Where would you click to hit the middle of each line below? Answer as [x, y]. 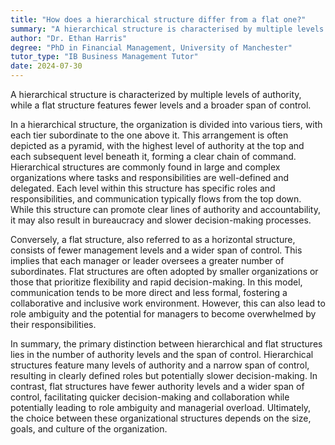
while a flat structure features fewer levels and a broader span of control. [161, 105]
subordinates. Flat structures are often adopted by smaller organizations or [164, 271]
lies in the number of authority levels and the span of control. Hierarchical [162, 354]
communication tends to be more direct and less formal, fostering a [149, 292]
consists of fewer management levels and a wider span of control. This [156, 250]
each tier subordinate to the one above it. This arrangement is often [149, 135]
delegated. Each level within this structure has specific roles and [143, 188]
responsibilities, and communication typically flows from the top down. [156, 199]
